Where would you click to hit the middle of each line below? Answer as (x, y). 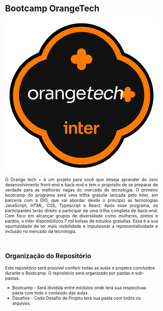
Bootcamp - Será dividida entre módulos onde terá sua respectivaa (79, 288)
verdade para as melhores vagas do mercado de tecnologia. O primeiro (81, 190)
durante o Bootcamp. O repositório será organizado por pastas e (70, 273)
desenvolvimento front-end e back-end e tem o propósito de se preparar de (81, 185)
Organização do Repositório (48, 256)
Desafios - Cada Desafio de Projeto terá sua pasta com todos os (76, 298)
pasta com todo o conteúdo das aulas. (50, 292)
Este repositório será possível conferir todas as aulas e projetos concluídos (80, 268)
